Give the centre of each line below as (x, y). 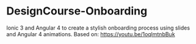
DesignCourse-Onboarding (77, 11)
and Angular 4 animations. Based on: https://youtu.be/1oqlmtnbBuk (91, 34)
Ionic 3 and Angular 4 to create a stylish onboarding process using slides (98, 28)
